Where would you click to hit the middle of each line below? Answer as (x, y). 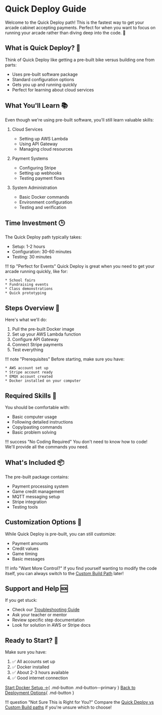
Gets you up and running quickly (44, 85)
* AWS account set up (27, 368)
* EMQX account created (29, 377)
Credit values (25, 548)
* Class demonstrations (29, 289)
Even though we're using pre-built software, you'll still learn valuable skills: (79, 119)
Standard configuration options (43, 79)
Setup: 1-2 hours (29, 247)
